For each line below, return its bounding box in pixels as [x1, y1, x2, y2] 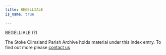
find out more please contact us [5, 44, 70, 50]
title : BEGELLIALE [5, 7, 43, 12]
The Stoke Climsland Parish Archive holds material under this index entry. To [5, 39, 162, 45]
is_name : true [5, 12, 35, 17]
